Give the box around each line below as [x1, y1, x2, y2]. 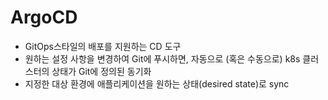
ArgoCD [10, 6, 78, 29]
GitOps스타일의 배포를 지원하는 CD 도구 [24, 40, 182, 52]
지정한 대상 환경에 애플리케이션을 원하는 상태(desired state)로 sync [24, 77, 290, 90]
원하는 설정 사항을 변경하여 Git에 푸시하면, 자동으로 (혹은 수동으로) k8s [24, 52, 301, 65]
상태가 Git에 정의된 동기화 [51, 65, 152, 77]
